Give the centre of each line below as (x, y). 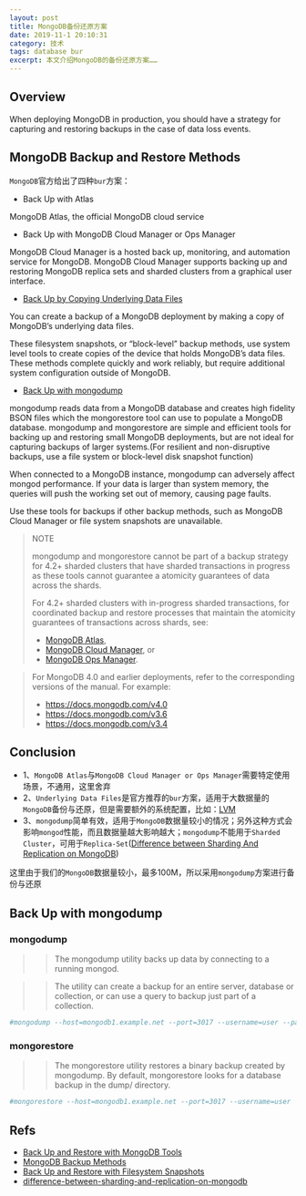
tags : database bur (46, 52)
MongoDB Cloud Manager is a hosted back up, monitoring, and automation (150, 252)
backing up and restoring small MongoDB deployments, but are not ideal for (152, 437)
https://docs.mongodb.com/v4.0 (107, 704)
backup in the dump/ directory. (112, 1085)
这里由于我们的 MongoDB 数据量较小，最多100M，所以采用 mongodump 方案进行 (148, 872)
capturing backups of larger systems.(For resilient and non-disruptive (140, 447)
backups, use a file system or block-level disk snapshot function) (132, 456)
